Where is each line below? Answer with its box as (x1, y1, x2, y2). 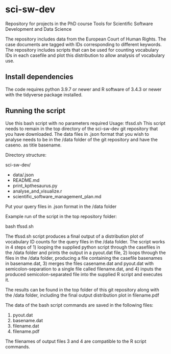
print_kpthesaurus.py (12, 182, 58, 189)
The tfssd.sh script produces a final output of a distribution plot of (5, 233, 144, 239)
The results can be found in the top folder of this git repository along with (5, 286, 159, 293)
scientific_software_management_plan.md (12, 193, 102, 199)
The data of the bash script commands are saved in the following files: (5, 302, 154, 308)
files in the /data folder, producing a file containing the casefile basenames (5, 255, 163, 261)
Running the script (5, 107, 65, 115)
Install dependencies (5, 73, 74, 81)
